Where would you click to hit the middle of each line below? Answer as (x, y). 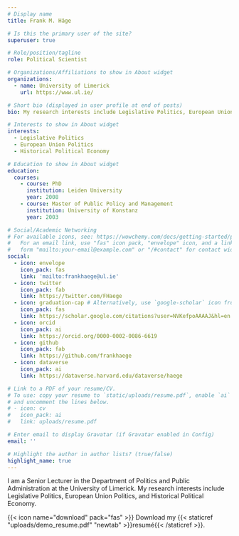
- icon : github (36, 343)
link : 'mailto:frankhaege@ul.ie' (70, 276)
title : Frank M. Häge (39, 21)
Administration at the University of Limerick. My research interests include (116, 488)
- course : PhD (41, 184)
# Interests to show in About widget (63, 125)
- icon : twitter (38, 283)
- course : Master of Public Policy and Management (97, 204)
